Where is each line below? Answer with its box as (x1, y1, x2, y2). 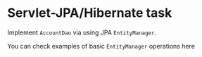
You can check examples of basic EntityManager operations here (7, 42, 196, 50)
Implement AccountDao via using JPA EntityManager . (7, 28, 157, 37)
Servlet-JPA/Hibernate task (7, 5, 172, 21)
